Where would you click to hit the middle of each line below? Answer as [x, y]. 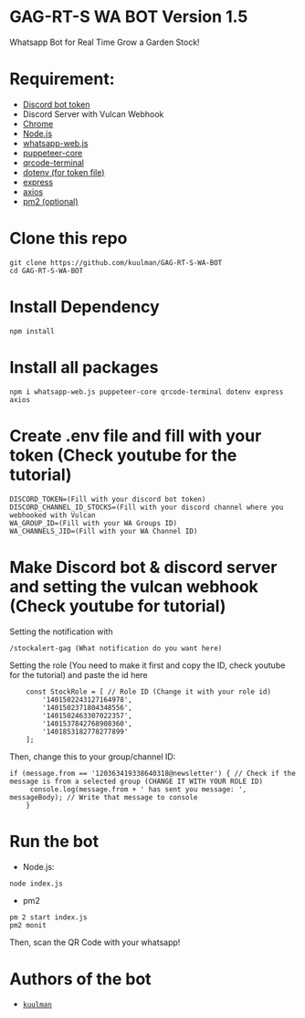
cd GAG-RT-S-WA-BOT [47, 270]
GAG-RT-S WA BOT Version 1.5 [129, 17]
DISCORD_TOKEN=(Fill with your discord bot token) [108, 499]
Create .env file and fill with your [136, 435]
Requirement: [63, 79]
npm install [32, 331]
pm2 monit [28, 925]
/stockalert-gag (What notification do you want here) [116, 648]
